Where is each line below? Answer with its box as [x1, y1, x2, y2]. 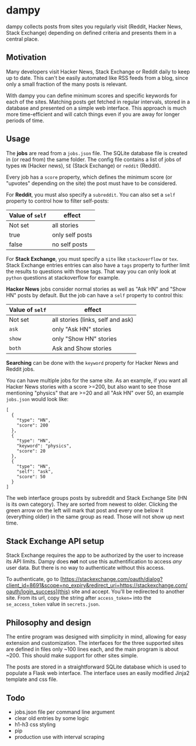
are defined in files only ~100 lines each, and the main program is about [6, 646, 179, 653]
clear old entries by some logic [14, 715, 90, 721]
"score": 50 [16, 473, 46, 479]
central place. [6, 35, 39, 42]
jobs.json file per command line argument [14, 708, 115, 715]
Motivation [6, 52, 47, 62]
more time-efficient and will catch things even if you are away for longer [6, 110, 180, 117]
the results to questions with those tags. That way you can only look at [6, 268, 177, 275]
